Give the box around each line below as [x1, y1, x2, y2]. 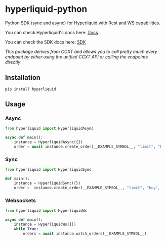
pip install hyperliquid [5, 87, 56, 92]
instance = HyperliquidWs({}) [14, 222, 77, 227]
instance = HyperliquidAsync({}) [14, 140, 83, 145]
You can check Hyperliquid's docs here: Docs [5, 29, 98, 35]
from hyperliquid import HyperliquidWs [5, 208, 87, 213]
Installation [5, 73, 41, 82]
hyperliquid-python [5, 3, 87, 15]
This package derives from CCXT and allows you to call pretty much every [5, 48, 157, 54]
